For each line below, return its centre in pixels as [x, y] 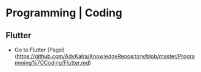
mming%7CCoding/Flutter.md [52, 63]
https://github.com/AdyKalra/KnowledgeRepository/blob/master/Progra [106, 56]
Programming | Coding [64, 13]
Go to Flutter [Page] [39, 50]
